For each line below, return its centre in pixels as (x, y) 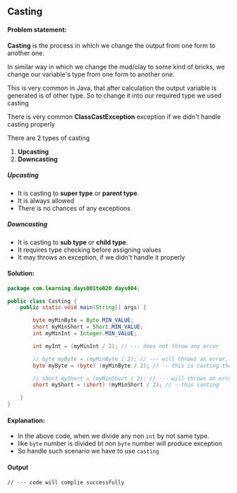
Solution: (21, 273)
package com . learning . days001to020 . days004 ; (74, 288)
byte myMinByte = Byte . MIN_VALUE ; (83, 320)
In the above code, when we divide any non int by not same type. (113, 436)
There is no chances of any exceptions (74, 208)
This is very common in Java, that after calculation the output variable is (112, 88)
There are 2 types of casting (49, 138)
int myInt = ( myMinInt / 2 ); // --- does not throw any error (126, 346)
